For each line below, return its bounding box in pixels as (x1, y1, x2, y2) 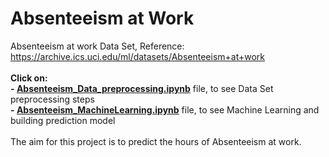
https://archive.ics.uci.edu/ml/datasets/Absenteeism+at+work (10, 50, 266, 62)
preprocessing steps (10, 93, 95, 105)
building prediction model (10, 114, 116, 126)
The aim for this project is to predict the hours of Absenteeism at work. (10, 135, 302, 147)
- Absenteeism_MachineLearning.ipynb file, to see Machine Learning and (10, 103, 320, 116)
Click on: (10, 72, 48, 84)
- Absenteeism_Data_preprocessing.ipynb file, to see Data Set (10, 82, 274, 94)
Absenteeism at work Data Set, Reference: (10, 40, 185, 52)
